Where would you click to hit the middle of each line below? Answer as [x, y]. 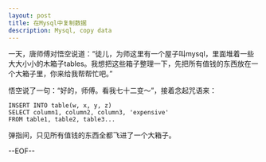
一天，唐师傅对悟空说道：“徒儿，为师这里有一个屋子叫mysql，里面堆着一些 [131, 54]
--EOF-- [22, 151]
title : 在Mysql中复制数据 [48, 23]
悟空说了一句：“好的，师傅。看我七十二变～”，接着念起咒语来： [113, 91]
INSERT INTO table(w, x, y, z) [60, 106]
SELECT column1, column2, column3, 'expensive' [89, 113]
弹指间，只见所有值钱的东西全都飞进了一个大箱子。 [92, 135]
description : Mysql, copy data [60, 30]
